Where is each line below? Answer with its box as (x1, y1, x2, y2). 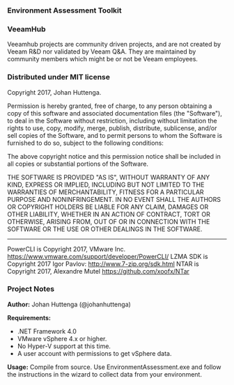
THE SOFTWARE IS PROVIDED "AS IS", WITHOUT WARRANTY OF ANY (7, 173, 210, 181)
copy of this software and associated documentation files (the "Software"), (7, 109, 223, 117)
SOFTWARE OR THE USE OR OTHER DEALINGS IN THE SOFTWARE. (7, 225, 203, 233)
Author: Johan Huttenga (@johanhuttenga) (7, 300, 131, 308)
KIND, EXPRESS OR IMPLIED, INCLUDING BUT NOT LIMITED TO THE (7, 180, 205, 189)
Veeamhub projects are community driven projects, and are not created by (7, 40, 221, 49)
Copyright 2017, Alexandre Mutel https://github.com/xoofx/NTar (7, 267, 190, 275)
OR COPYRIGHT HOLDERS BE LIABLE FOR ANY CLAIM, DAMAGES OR (7, 203, 209, 211)
